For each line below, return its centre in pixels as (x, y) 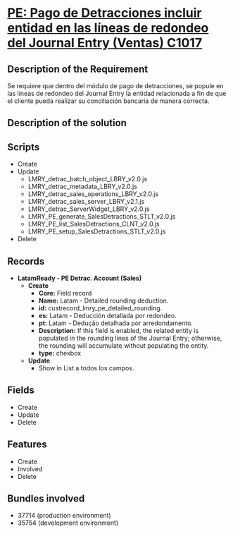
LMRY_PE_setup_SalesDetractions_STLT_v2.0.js (97, 231)
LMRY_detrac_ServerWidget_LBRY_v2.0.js (89, 209)
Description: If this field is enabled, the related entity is (119, 331)
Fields (21, 390)
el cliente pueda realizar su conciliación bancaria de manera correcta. (108, 101)
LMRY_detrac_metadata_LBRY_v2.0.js (82, 187)
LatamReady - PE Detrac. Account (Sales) (80, 278)
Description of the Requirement (78, 69)
